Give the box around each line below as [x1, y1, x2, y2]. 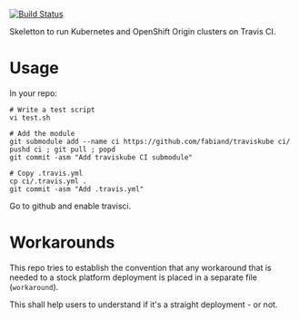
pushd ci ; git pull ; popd [9, 145, 116, 154]
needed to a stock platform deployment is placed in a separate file [9, 272, 257, 283]
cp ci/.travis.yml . [9, 177, 88, 186]
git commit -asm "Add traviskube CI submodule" [9, 152, 194, 162]
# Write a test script [9, 105, 95, 114]
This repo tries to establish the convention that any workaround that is [9, 262, 272, 273]
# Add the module [9, 129, 75, 138]
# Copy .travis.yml [9, 169, 84, 178]
